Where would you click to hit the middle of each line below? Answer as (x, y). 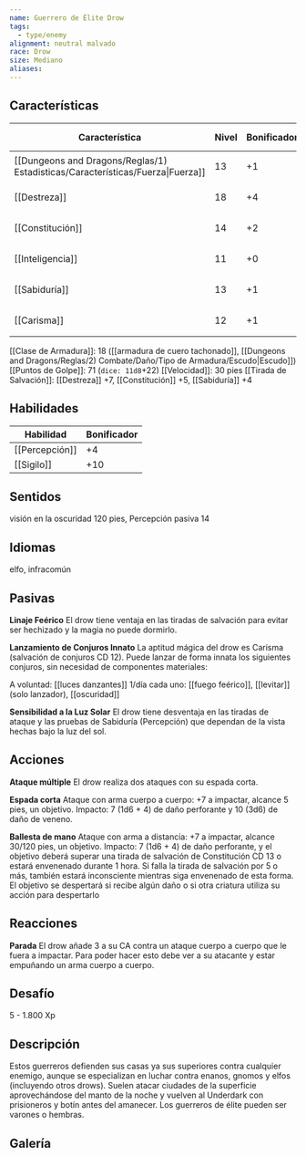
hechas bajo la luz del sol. (58, 731)
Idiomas (33, 547)
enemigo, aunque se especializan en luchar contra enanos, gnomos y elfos (150, 1076)
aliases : (26, 69)
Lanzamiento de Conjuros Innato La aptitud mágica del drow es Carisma (147, 647)
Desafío (32, 993)
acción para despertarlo (55, 894)
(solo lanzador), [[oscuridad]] (65, 693)
